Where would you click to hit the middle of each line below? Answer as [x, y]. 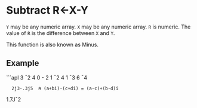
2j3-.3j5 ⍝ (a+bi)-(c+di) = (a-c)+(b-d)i [65, 88]
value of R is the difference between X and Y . [61, 33]
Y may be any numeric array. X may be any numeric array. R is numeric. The [98, 27]
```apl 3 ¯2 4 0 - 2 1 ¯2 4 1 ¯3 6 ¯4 [47, 77]
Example [23, 63]
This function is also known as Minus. [52, 45]
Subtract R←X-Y [47, 10]
